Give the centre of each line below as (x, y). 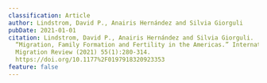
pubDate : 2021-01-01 (43, 30)
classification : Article (49, 15)
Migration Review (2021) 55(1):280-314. (83, 52)
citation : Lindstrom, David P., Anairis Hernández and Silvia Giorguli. (131, 38)
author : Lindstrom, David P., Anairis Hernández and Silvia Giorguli (126, 23)
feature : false (33, 67)
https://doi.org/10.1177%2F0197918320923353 (90, 60)
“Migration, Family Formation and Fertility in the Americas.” (122, 45)
